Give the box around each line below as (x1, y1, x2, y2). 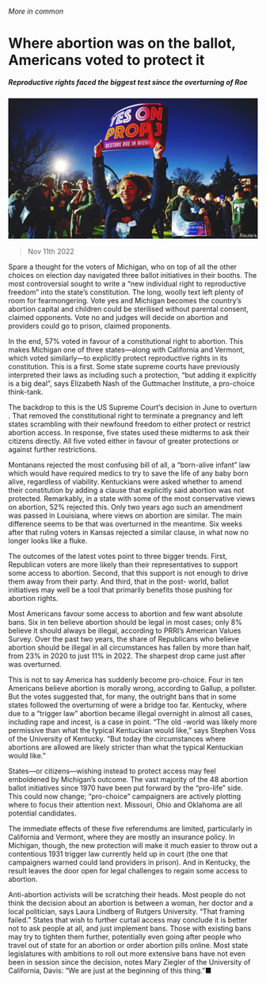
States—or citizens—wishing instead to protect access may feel (8, 766, 216, 776)
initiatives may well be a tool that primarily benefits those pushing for (8, 585, 233, 595)
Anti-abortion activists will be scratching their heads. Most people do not (8, 890, 246, 900)
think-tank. (8, 387, 44, 397)
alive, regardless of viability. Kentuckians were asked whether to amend (8, 477, 242, 487)
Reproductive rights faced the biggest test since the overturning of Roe (8, 78, 248, 87)
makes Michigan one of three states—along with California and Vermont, (8, 345, 245, 355)
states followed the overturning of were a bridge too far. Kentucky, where (8, 700, 247, 710)
